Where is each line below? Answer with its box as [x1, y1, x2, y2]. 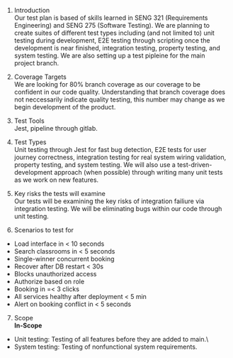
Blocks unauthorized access [13, 270, 97, 278]
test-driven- [176, 161, 212, 169]
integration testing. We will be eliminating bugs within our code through [13, 205, 222, 212]
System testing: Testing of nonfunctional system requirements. [13, 342, 198, 351]
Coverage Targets [13, 72, 67, 81]
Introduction [13, 6, 50, 14]
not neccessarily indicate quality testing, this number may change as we [13, 95, 225, 104]
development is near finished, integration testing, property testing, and [13, 44, 221, 52]
